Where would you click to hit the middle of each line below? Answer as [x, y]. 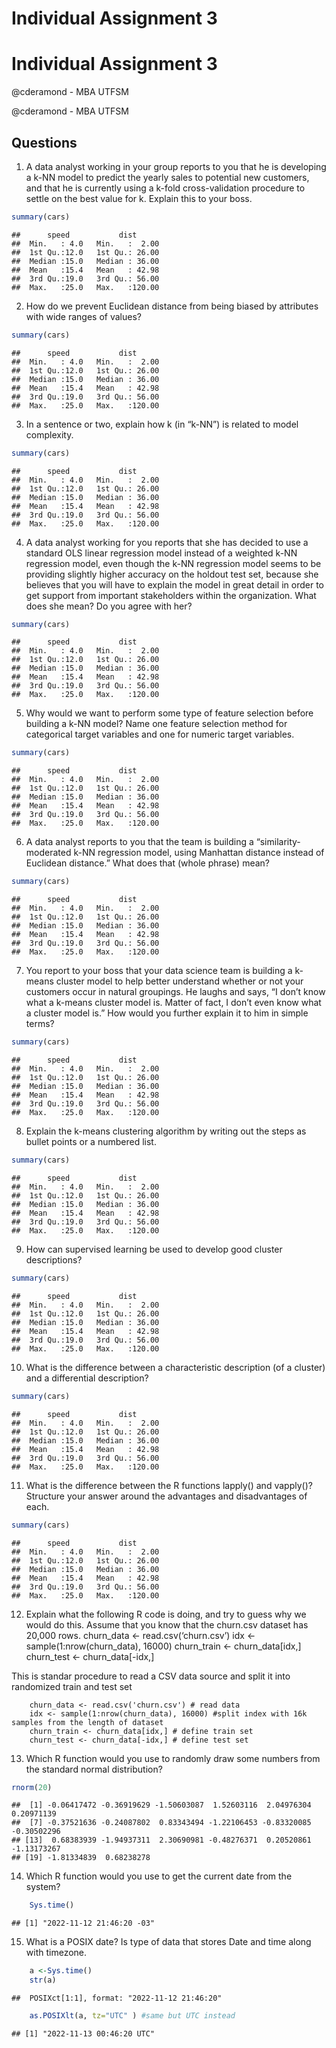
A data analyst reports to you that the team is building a [139, 842]
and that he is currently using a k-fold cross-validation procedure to [165, 188]
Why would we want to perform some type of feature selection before [169, 713]
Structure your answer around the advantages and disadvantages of [166, 1496]
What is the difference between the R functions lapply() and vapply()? [169, 1485]
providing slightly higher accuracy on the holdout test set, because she [172, 574]
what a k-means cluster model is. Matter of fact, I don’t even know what [173, 1003]
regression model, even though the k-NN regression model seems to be [173, 563]
